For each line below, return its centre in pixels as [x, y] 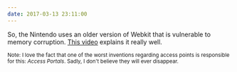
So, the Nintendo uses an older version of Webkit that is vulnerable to [109, 34]
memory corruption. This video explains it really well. [85, 42]
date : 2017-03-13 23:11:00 [47, 14]
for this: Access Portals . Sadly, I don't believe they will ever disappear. [93, 61]
